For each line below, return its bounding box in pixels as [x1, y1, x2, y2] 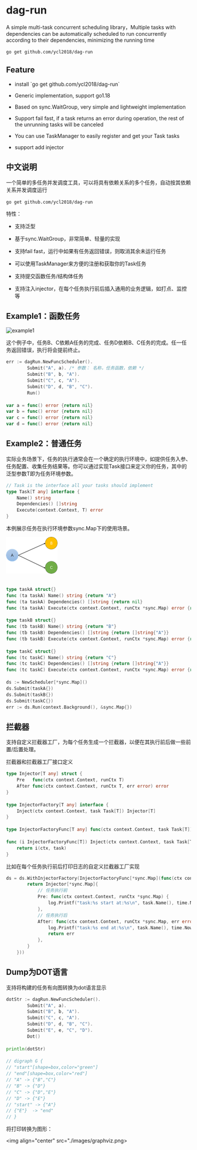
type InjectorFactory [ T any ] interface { [6, 802, 109, 808]
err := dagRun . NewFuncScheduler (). [6, 359, 93, 365]
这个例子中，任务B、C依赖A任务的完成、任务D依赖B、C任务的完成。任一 [6, 339, 182, 347]
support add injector [14, 143, 64, 150]
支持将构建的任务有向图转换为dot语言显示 [6, 984, 107, 991]
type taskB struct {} [6, 617, 57, 623]
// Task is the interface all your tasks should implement [6, 482, 154, 488]
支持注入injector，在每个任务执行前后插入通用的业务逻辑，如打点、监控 [14, 285, 188, 292]
